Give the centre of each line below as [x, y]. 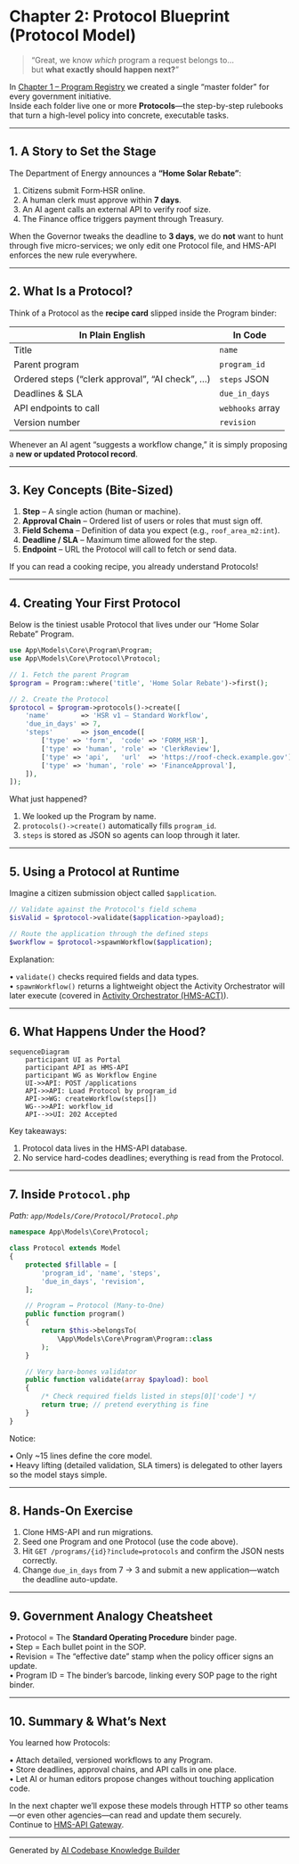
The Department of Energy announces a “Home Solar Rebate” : [125, 173]
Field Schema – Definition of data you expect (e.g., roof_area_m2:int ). [151, 530]
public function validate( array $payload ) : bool [117, 1380]
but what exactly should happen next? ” [105, 70]
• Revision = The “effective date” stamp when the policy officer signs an [141, 1656]
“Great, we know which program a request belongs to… [132, 60]
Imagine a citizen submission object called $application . [113, 893]
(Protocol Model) [73, 35]
